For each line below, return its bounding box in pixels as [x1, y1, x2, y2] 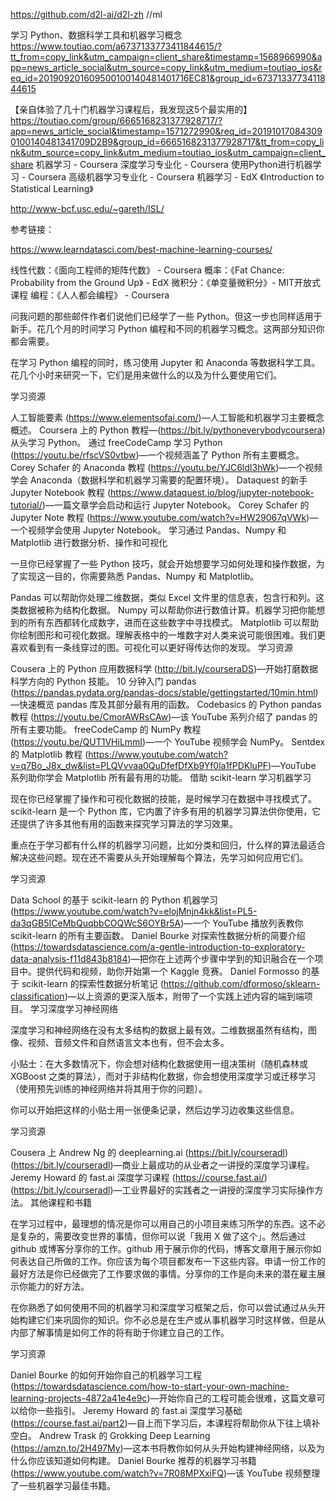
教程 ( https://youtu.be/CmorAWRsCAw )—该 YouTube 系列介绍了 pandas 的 [10, 711, 318, 723]
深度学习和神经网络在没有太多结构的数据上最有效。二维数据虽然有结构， [10, 1024, 308, 1036]
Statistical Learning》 [10, 183, 94, 194]
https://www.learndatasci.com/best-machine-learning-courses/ [10, 244, 273, 255]
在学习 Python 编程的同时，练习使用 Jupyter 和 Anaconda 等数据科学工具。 [10, 357, 321, 368]
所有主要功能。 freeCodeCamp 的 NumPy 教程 [10, 724, 202, 735]
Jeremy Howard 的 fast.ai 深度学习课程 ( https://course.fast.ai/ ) [10, 1172, 268, 1183]
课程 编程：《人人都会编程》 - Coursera [10, 289, 170, 301]
